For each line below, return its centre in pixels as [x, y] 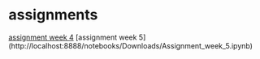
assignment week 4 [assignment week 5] [77, 37]
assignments [53, 15]
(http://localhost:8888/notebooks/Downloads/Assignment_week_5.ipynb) [131, 45]
